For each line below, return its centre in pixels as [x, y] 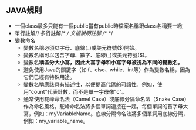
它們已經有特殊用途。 [49, 77]
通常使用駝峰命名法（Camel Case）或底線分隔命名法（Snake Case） [106, 99]
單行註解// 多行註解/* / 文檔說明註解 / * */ [64, 33]
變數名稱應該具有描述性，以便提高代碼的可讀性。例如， [90, 84]
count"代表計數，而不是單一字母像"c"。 [79, 91]
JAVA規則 [24, 11]
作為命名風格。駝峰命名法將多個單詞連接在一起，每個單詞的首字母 [103, 106]
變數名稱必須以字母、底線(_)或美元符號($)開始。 [81, 47]
